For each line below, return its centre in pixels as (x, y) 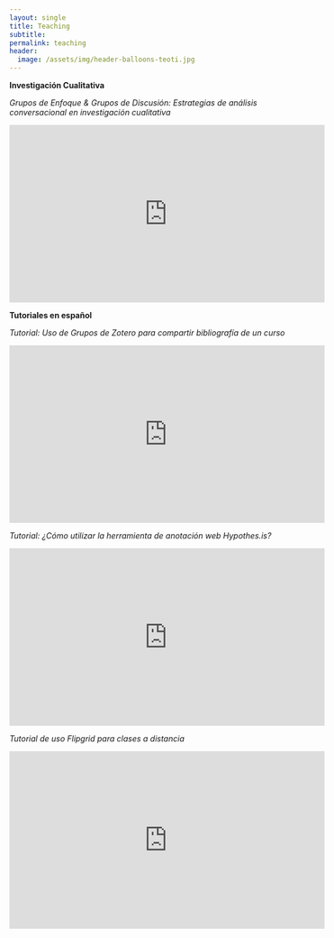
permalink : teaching (48, 43)
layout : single (38, 18)
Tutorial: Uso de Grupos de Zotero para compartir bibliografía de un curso (147, 333)
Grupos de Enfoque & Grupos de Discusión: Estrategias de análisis (134, 103)
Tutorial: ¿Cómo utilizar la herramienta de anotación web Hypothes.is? (140, 536)
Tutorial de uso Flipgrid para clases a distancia (97, 739)
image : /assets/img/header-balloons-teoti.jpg (106, 60)
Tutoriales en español (51, 315)
